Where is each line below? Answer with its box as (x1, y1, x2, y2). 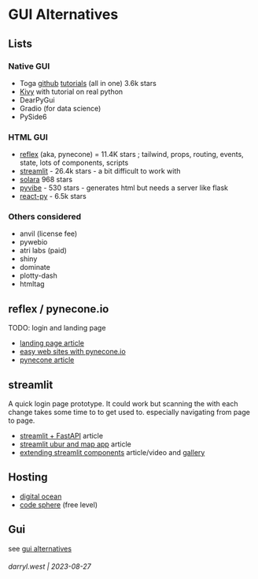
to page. (8, 416, 35, 425)
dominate (19, 263, 51, 272)
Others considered (8, 211, 82, 222)
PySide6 (19, 112, 47, 121)
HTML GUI (8, 132, 49, 143)
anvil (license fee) (19, 229, 78, 238)
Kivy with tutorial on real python (19, 87, 123, 96)
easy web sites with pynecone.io (19, 347, 126, 357)
